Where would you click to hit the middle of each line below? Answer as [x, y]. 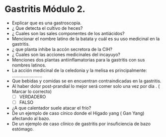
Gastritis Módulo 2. [45, 9]
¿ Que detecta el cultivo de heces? [47, 28]
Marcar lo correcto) [32, 91]
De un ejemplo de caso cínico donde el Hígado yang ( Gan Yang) [78, 113]
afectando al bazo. [31, 119]
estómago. [23, 129]
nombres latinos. [29, 65]
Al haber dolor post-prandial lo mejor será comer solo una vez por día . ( [86, 86]
